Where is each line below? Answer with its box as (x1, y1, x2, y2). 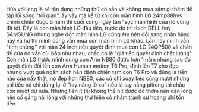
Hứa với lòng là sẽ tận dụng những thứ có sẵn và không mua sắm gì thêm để (6, 6, 193, 12)
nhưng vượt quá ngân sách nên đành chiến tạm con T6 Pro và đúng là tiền (6, 69, 188, 75)
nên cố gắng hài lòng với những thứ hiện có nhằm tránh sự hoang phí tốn (6, 94, 184, 101)
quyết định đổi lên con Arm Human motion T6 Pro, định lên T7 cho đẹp (6, 62, 179, 69)
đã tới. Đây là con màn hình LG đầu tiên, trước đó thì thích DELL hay (6, 24, 171, 31)
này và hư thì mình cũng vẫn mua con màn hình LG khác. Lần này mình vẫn (6, 37, 189, 44)
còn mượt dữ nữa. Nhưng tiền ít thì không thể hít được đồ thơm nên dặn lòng (6, 88, 192, 94)
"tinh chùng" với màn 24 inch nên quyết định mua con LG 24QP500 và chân (6, 43, 192, 50)
